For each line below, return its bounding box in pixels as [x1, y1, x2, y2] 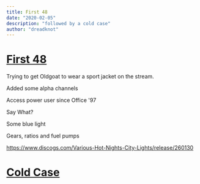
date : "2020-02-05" [6, 15, 56, 21]
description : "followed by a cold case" [6, 20, 111, 26]
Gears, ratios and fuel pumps [6, 132, 80, 140]
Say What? [6, 109, 34, 116]
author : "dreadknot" [6, 26, 59, 33]
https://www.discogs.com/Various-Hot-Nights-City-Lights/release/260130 [6, 144, 194, 151]
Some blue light [6, 120, 46, 128]
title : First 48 [6, 9, 48, 15]
